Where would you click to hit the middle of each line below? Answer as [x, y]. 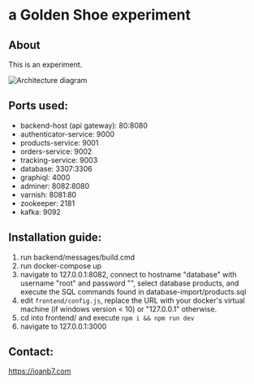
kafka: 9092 [40, 212]
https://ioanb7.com [40, 371]
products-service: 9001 [59, 142]
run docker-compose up [61, 265]
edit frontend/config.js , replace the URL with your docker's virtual [132, 300]
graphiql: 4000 [45, 177]
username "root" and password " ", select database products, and [129, 283]
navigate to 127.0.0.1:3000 [63, 326]
